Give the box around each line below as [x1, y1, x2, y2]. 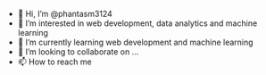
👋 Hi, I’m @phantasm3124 [17, 9, 113, 19]
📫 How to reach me [17, 56, 92, 67]
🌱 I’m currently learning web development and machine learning [17, 37, 254, 47]
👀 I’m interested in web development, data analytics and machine [17, 18, 258, 29]
